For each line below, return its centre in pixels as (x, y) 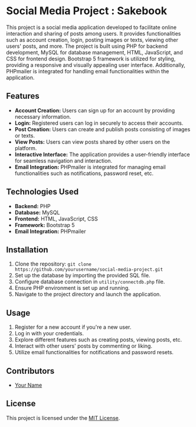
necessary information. (43, 117)
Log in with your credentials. (49, 334)
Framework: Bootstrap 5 (45, 225)
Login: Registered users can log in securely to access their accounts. (99, 123)
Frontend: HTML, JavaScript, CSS (56, 219)
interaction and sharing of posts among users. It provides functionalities (94, 33)
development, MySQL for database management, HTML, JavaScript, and (94, 52)
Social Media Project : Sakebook (86, 11)
